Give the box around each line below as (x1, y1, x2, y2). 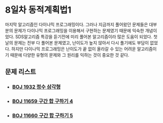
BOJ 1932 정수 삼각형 (12, 83, 61, 90)
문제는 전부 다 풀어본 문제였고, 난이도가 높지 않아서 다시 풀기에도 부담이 (14, 40, 149, 45)
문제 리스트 (5, 68, 36, 76)
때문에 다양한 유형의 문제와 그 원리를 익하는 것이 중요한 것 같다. (10, 52, 129, 58)
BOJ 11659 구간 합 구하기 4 (12, 98, 73, 105)
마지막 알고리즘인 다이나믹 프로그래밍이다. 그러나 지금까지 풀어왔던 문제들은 (5, 21, 148, 27)
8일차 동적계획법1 (5, 4, 72, 16)
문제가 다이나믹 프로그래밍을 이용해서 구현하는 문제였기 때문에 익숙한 (14, 27, 145, 33)
